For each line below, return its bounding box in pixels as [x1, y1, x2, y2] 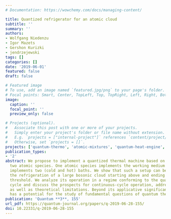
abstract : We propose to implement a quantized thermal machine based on [5, 159, 165, 164]
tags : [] [5, 55, 24, 60]
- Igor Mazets [5, 40, 36, 46]
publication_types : [5, 149, 47, 154]
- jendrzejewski [5, 50, 40, 55]
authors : [5, 31, 24, 36]
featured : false [5, 69, 40, 74]
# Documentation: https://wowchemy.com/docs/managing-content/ [5, 7, 142, 13]
